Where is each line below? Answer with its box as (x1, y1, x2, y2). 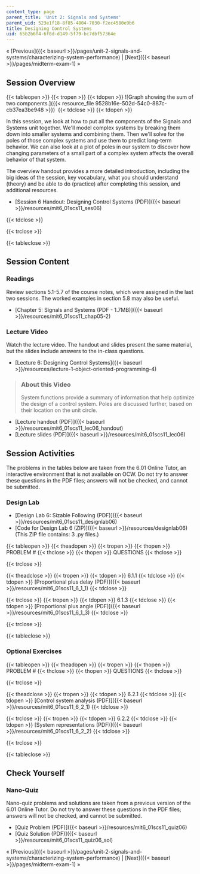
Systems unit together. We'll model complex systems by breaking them (6, 124, 181, 131)
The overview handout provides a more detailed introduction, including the (6, 167, 190, 174)
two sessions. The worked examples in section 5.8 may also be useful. (6, 295, 180, 302)
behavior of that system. (6, 156, 66, 163)
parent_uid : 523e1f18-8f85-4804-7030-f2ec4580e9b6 (6, 20, 135, 26)
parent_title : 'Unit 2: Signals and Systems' (6, 14, 121, 20)
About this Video (20, 380, 71, 389)
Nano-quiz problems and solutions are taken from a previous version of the (6, 800, 191, 807)
